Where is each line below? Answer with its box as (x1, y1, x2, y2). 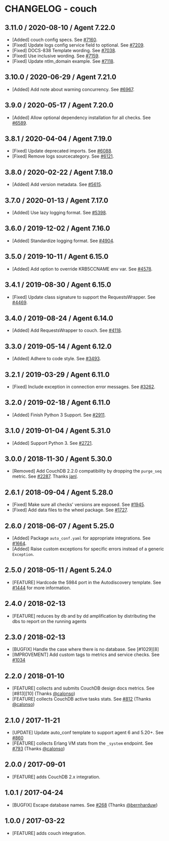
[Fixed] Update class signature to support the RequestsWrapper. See (12, 294, 156, 300)
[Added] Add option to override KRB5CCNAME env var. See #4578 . (12, 265, 153, 272)
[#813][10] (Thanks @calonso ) (12, 691, 75, 697)
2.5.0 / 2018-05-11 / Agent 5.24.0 (5, 566, 112, 575)
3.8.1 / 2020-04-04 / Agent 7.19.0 (5, 135, 112, 143)
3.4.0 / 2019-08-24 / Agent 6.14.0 (5, 314, 113, 322)
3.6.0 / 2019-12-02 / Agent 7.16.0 (5, 224, 110, 233)
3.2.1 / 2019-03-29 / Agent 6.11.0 (5, 370, 110, 379)
